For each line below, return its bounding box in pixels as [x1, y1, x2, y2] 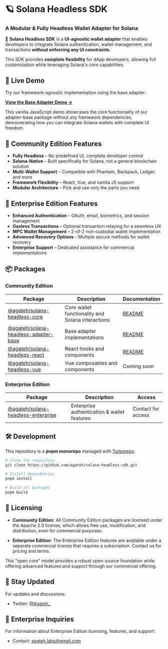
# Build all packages [5, 485, 50, 490]
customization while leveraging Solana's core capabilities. [5, 62, 124, 68]
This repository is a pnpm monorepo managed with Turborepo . [5, 448, 135, 454]
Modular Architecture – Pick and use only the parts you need [12, 185, 139, 191]
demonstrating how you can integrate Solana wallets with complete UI [5, 120, 149, 126]
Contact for [132, 405, 159, 412]
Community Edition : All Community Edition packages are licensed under [12, 517, 162, 523]
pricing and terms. [12, 548, 50, 554]
